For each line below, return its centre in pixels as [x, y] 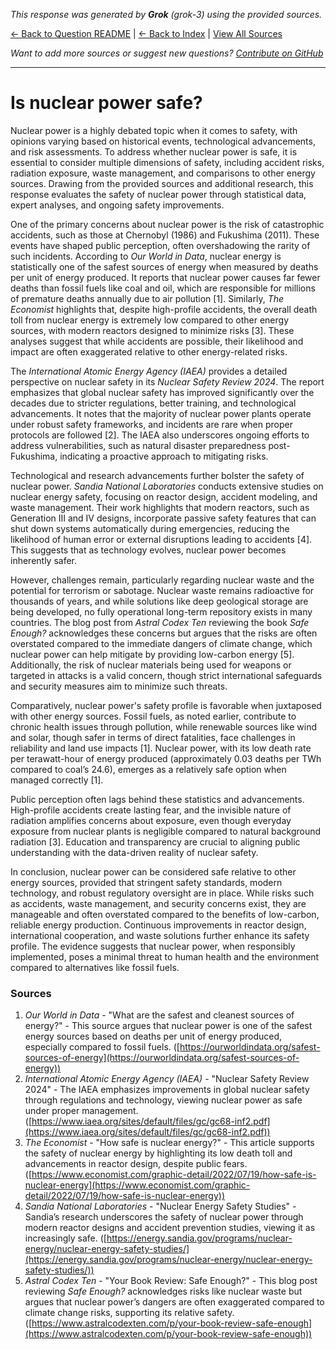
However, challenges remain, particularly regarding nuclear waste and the [162, 580]
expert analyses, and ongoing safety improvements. [117, 205]
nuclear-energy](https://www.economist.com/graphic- [137, 1185]
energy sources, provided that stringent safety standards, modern [146, 882]
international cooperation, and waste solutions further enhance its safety [160, 935]
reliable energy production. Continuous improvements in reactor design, [158, 925]
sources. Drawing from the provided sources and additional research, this [162, 183]
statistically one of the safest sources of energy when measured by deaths [164, 266]
